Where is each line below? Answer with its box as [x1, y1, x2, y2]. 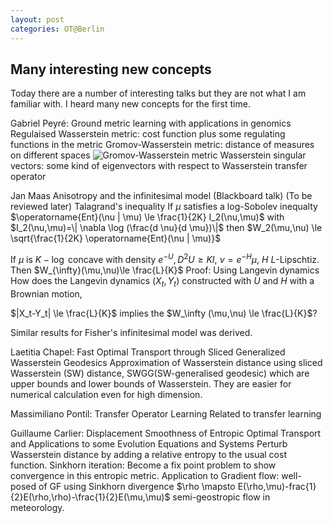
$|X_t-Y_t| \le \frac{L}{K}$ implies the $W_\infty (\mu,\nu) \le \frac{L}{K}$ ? [10, 307, 318, 319]
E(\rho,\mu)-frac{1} [237, 480, 317, 492]
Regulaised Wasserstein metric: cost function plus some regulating [10, 128, 286, 140]
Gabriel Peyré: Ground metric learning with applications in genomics [10, 117, 292, 130]
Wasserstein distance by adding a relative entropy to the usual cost [10, 448, 287, 460]
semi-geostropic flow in [172, 491, 271, 503]
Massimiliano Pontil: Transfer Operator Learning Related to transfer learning [10, 407, 322, 420]
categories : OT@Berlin [10, 24, 105, 34]
